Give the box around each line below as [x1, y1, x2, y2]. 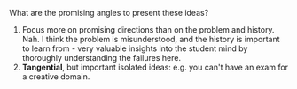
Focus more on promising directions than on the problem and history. [21, 25, 275, 34]
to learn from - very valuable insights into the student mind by [21, 43, 248, 54]
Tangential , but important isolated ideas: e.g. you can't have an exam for [21, 62, 289, 72]
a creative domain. [21, 71, 90, 82]
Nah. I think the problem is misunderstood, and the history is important [21, 34, 281, 44]
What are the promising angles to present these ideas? [9, 8, 209, 18]
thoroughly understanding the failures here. [21, 53, 182, 63]
